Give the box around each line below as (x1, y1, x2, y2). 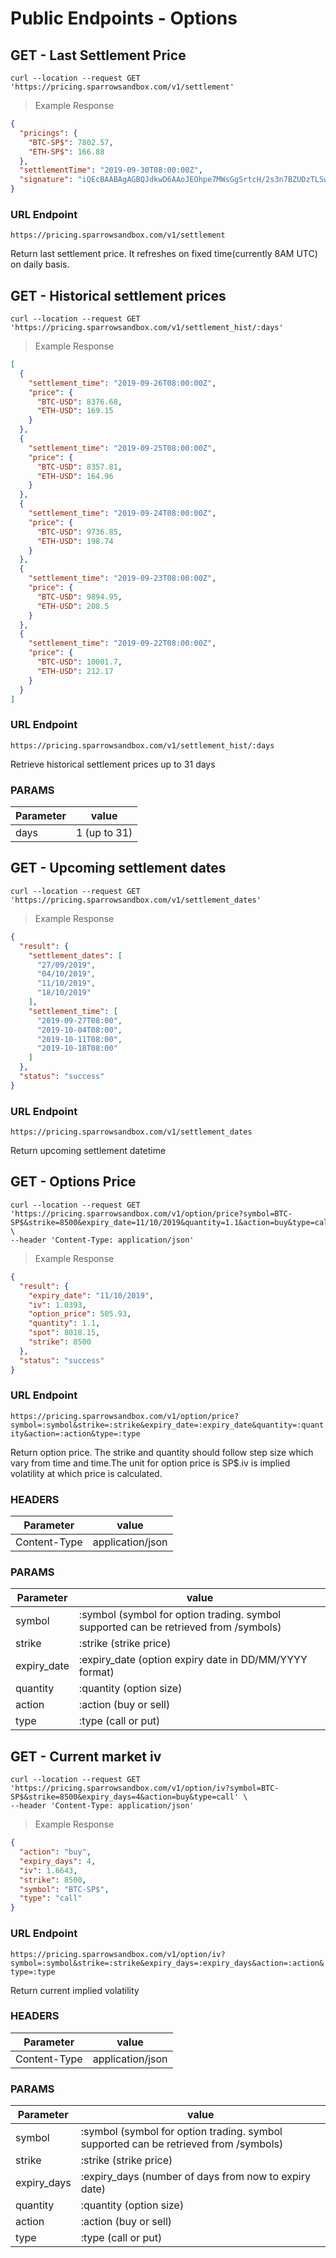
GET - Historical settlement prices (10, 287, 227, 304)
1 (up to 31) (75, 826, 133, 840)
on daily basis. (10, 258, 70, 271)
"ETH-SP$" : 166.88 (28, 147, 105, 157)
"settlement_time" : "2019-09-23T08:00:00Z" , (28, 573, 217, 584)
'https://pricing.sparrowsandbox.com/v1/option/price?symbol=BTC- (10, 1208, 293, 1219)
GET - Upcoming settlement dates (10, 860, 227, 877)
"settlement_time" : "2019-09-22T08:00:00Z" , (28, 638, 217, 649)
